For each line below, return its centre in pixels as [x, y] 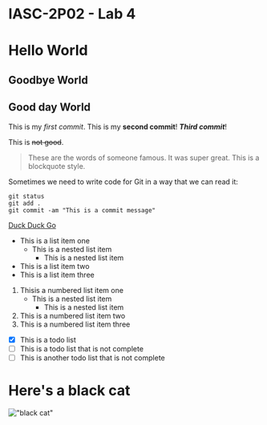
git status [26, 196]
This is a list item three [57, 275]
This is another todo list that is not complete [93, 358]
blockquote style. [57, 166]
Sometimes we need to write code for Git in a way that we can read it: [123, 182]
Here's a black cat [69, 390]
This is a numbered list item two [73, 315]
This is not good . [36, 142]
